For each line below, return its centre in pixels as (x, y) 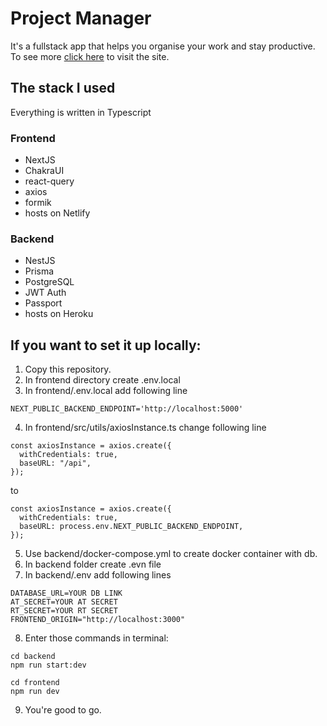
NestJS (40, 261)
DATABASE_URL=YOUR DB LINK (66, 593)
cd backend (33, 657)
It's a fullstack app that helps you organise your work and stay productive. (163, 46)
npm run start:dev (48, 665)
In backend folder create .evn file (93, 564)
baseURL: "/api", (55, 463)
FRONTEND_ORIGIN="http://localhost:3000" (98, 620)
